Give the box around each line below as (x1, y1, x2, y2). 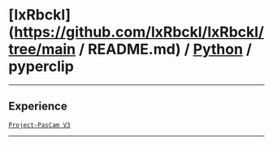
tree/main (8, 41, 76, 58)
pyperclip (8, 58, 75, 76)
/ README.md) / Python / (78, 41, 252, 58)
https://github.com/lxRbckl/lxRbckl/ (14, 23, 264, 41)
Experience (8, 100, 67, 113)
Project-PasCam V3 (8, 121, 71, 129)
